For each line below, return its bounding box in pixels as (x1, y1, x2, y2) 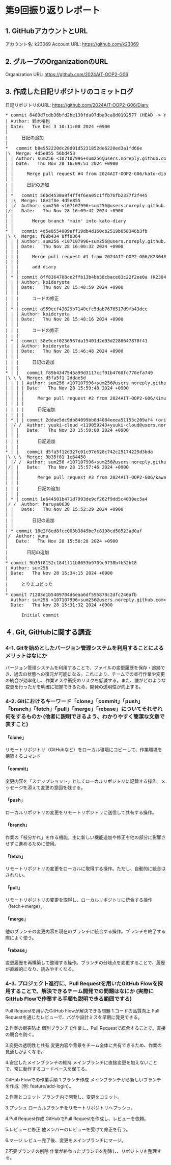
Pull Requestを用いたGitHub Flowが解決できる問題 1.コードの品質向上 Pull (5, 1008, 160, 1014)
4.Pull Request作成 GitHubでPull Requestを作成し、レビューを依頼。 (5, 1116, 149, 1122)
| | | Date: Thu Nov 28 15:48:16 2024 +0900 (5, 316, 124, 322)
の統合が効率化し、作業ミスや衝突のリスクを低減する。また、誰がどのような (5, 677, 166, 684)
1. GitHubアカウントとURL (5, 27, 88, 35)
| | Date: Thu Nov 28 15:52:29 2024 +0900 (5, 506, 124, 512)
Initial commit (21, 612, 60, 618)
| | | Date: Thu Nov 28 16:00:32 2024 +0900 (5, 243, 124, 249)
